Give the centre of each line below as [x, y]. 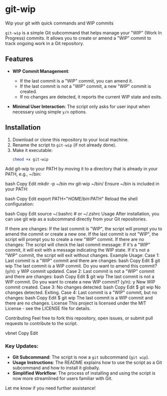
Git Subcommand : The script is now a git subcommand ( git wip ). [81, 357]
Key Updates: [22, 346]
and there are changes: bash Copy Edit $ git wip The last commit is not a [80, 276]
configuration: [19, 204]
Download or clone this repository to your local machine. [71, 139]
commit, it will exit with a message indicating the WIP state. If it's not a [77, 250]
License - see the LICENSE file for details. [48, 308]
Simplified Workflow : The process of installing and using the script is [84, 373]
